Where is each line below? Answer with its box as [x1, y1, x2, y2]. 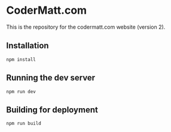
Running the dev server [6, 73, 96, 83]
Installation [6, 41, 49, 51]
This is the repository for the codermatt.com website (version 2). [6, 23, 166, 30]
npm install [6, 56, 36, 63]
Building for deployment [6, 105, 99, 115]
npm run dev [6, 88, 36, 94]
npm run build [6, 121, 42, 127]
